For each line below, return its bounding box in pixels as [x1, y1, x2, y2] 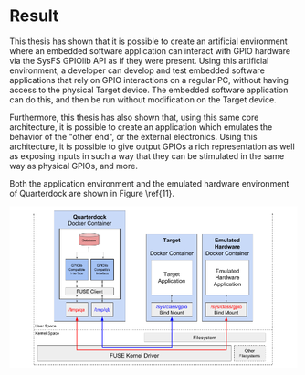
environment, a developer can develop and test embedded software [9, 65, 265, 76]
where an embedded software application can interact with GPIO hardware [9, 45, 290, 56]
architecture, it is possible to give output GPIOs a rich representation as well [9, 141, 295, 152]
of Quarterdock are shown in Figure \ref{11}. [9, 187, 175, 198]
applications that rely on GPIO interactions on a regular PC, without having [9, 74, 289, 85]
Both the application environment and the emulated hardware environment [9, 177, 289, 188]
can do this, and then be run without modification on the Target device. [9, 93, 277, 105]
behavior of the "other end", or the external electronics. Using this [9, 131, 258, 142]
